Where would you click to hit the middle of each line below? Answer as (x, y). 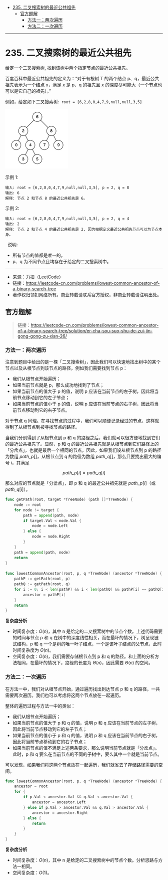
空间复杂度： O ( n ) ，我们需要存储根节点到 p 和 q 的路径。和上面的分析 (83, 656)
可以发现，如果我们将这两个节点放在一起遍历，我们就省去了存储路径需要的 (82, 765)
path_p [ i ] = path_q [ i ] (84, 473)
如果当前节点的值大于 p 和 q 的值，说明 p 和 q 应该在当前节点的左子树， (86, 723)
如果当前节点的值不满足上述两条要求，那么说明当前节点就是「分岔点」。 (86, 748)
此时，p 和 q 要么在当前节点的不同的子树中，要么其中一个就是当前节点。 (87, 754)
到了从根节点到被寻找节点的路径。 (44, 427)
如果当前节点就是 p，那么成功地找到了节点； (58, 385)
